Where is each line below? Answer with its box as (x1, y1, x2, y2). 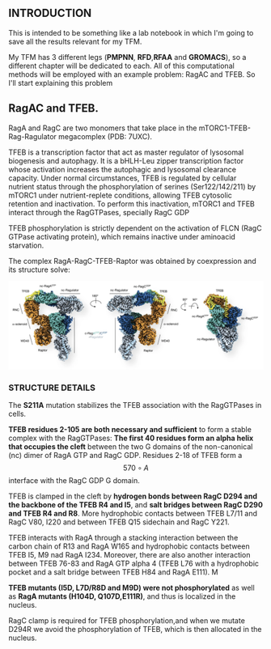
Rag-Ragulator (8, 131, 57, 141)
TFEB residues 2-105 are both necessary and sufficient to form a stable (8, 425, 252, 435)
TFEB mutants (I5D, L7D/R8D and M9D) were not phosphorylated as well (8, 583, 255, 593)
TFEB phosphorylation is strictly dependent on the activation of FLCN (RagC (8, 223, 262, 233)
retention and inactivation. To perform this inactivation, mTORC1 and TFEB (8, 198, 255, 209)
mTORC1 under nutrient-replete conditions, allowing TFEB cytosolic (8, 190, 233, 200)
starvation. (8, 240, 44, 250)
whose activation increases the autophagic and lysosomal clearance (8, 164, 237, 174)
